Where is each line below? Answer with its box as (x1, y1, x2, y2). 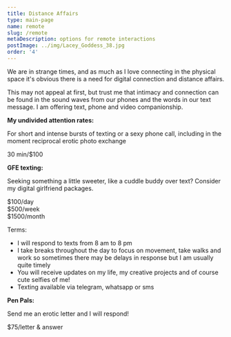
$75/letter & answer (7, 323, 63, 331)
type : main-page (7, 17, 54, 23)
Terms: (7, 225, 28, 234)
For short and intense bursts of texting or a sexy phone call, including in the (7, 129, 222, 138)
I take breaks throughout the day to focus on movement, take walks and (17, 246, 221, 254)
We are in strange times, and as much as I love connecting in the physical (7, 67, 216, 76)
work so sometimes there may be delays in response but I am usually (17, 253, 214, 262)
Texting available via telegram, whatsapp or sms (17, 283, 154, 291)
